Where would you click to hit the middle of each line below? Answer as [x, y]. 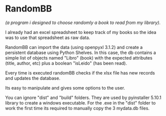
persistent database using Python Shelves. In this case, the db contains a [81, 52]
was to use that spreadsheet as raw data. [48, 37]
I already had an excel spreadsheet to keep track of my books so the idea [81, 32]
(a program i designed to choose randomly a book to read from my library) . [83, 22]
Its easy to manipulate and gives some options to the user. [65, 87]
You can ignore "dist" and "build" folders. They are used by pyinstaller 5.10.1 [83, 97]
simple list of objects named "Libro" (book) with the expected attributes [79, 57]
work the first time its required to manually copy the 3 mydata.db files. [77, 108]
